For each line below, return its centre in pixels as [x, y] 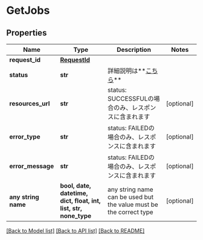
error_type [25, 137]
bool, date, [76, 186]
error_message [32, 166]
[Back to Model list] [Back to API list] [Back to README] [76, 231]
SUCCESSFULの [131, 99]
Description [134, 50]
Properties [27, 33]
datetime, [74, 193]
